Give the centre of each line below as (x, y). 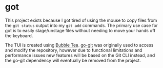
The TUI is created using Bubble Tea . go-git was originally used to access (79, 45)
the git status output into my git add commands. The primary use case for (81, 25)
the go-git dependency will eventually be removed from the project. (73, 60)
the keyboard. (19, 36)
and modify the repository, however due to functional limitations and (74, 50)
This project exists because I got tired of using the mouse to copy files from (81, 20)
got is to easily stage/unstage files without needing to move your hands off (80, 30)
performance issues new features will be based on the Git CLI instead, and (80, 55)
